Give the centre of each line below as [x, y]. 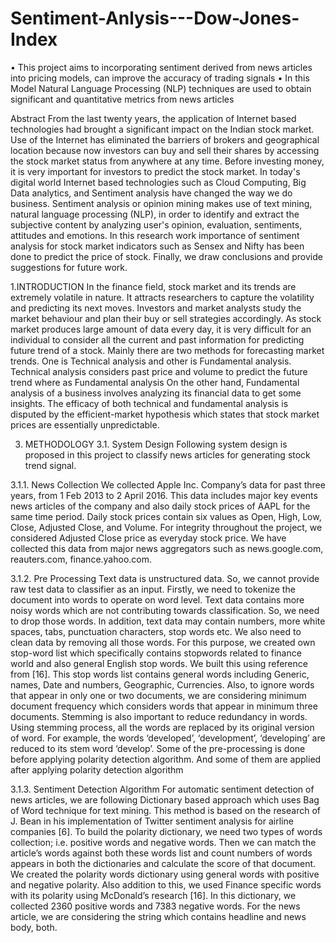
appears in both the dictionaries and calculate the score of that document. [163, 863]
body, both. [34, 927]
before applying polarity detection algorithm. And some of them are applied [166, 759]
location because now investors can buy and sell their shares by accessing [165, 150]
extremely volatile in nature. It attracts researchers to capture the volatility [162, 297]
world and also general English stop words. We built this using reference [159, 663]
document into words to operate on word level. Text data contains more [157, 599]
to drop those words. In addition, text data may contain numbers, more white [168, 621]
